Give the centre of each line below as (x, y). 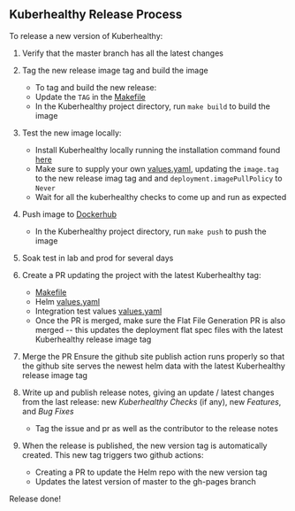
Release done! (35, 499)
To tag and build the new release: (96, 87)
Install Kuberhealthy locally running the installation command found (158, 150)
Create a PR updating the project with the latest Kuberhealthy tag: (141, 275)
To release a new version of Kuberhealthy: (86, 35)
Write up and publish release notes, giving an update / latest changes (148, 392)
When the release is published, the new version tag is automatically (144, 445)
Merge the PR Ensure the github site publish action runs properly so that (153, 356)
